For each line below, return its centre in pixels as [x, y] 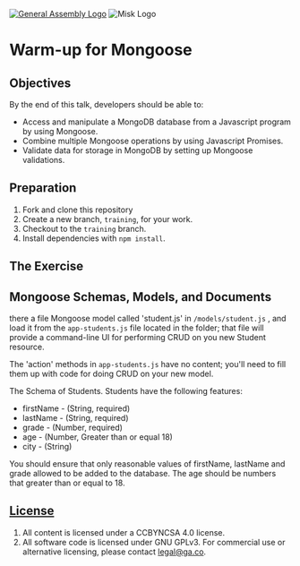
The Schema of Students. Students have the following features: [126, 391]
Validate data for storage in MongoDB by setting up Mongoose [137, 150]
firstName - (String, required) [76, 408]
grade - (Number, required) [73, 428]
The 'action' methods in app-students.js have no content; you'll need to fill [148, 364]
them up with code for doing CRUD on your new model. [111, 374]
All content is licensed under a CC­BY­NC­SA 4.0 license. [124, 532]
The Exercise [46, 266]
